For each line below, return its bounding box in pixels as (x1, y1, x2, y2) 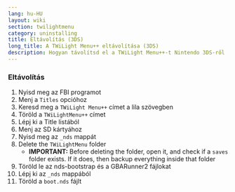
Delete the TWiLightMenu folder (18, 140, 107, 149)
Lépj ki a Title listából (18, 118, 80, 126)
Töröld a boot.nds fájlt (18, 177, 82, 186)
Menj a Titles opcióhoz (18, 96, 87, 104)
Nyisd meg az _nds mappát (18, 133, 97, 141)
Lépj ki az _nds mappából (18, 170, 91, 178)
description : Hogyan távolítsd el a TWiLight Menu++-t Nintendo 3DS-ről (8, 50, 225, 57)
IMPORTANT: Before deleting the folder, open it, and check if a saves (28, 147, 229, 156)
